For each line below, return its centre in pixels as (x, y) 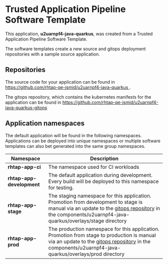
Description (104, 158)
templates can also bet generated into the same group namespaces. (75, 146)
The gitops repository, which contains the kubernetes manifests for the (78, 97)
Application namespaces (45, 123)
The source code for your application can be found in (60, 82)
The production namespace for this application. (104, 229)
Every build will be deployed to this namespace (103, 181)
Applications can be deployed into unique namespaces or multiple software (83, 141)
